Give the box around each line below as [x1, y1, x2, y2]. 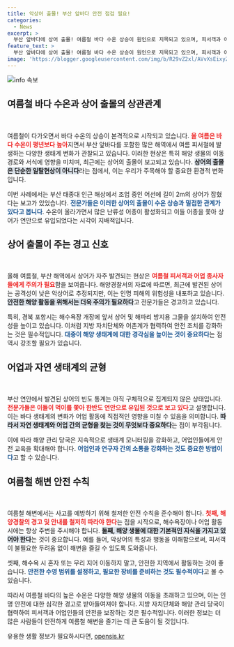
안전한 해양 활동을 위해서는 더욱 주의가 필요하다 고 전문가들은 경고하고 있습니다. [7, 298, 219, 306]
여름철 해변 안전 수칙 [7, 475, 90, 487]
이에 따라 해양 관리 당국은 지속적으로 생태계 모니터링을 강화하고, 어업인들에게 [7, 436, 216, 444]
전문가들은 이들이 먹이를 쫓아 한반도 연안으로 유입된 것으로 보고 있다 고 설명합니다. [7, 403, 226, 412]
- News [13, 23, 33, 30]
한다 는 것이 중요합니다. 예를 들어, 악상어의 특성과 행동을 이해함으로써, [19, 535, 208, 543]
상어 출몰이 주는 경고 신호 [7, 238, 109, 250]
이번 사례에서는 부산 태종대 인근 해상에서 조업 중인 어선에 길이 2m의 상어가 [7, 190, 210, 198]
